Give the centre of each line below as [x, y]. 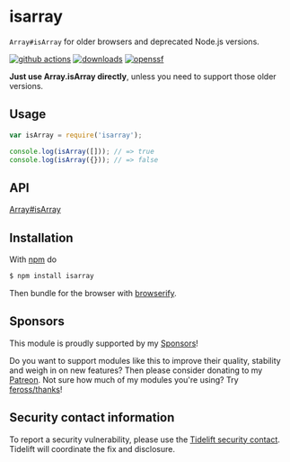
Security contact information [92, 417]
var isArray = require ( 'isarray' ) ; [76, 135]
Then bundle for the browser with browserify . [93, 293]
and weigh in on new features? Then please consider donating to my [136, 370]
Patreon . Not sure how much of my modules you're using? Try [124, 379]
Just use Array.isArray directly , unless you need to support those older [143, 76]
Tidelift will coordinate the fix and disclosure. [92, 448]
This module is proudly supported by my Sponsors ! [104, 343]
